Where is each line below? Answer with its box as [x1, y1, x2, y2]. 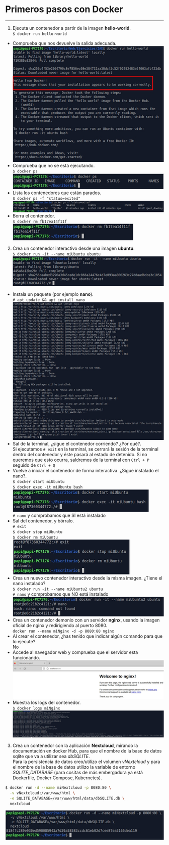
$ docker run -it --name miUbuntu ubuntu [12, 251, 101, 256]
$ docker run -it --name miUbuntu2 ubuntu [12, 587, 103, 592]
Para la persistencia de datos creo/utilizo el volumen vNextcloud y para [12, 759, 160, 765]
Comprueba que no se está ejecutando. [12, 163, 95, 169]
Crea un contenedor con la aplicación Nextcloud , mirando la [12, 742, 138, 748]
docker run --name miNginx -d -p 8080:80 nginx [12, 629, 114, 634]
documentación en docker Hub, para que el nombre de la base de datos [12, 747, 162, 754]
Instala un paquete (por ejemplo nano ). [12, 291, 94, 297]
